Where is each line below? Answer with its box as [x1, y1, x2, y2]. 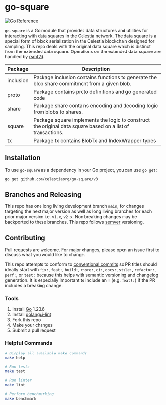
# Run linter [5, 378, 32, 383]
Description [82, 65, 110, 72]
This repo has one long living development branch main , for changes [5, 203, 144, 209]
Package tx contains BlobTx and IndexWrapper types [33, 137, 156, 144]
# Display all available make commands [5, 351, 87, 355]
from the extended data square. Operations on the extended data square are [5, 49, 161, 54]
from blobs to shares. [33, 108, 83, 115]
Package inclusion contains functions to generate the [33, 74, 157, 81]
